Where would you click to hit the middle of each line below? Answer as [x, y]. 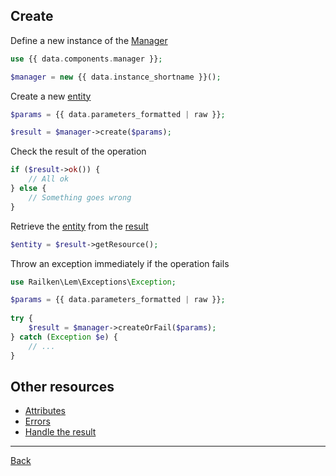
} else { [28, 189]
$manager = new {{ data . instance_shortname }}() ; [116, 77]
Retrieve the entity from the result [79, 226]
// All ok [49, 179]
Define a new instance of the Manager [89, 40]
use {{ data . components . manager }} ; [86, 59]
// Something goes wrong [80, 197]
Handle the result [60, 432]
